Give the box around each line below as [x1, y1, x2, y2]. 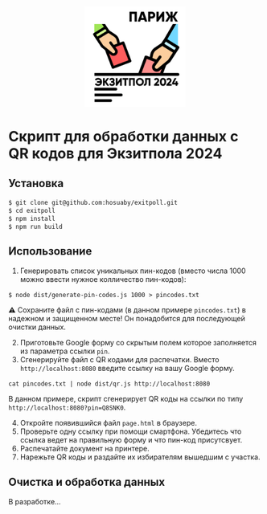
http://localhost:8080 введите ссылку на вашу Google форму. [19, 363, 235, 373]
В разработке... [8, 496, 62, 506]
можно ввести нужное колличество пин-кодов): [19, 274, 187, 284]
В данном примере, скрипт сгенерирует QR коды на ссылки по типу [8, 394, 244, 403]
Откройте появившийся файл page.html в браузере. [19, 418, 197, 427]
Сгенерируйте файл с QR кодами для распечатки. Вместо [19, 354, 220, 364]
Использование [8, 244, 92, 259]
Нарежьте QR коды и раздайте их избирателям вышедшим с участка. [19, 452, 261, 462]
